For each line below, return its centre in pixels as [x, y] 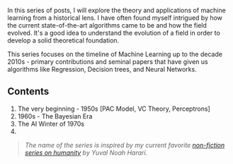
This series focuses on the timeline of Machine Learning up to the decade [115, 54]
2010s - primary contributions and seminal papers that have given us [108, 62]
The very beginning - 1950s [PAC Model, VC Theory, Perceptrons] [114, 109]
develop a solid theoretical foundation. [63, 40]
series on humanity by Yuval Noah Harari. [86, 153]
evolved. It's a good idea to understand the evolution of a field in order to [114, 33]
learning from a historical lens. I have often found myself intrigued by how [115, 18]
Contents [28, 92]
